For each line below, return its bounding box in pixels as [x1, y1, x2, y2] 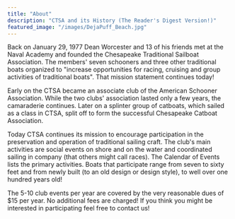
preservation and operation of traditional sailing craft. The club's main [7, 138, 211, 146]
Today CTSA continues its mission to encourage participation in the [7, 130, 204, 138]
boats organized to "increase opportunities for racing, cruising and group [7, 65, 221, 74]
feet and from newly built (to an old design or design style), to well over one [7, 167, 229, 177]
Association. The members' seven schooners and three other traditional [7, 58, 217, 66]
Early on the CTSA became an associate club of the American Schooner [7, 86, 217, 95]
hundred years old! [7, 175, 62, 184]
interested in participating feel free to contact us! [7, 204, 150, 213]
